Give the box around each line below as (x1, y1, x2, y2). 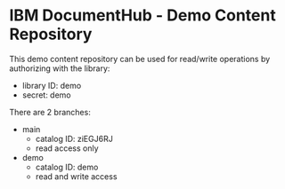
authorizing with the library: (9, 63, 110, 74)
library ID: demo (21, 80, 82, 91)
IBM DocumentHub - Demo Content (9, 5, 276, 26)
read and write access (35, 170, 118, 182)
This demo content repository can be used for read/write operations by (9, 53, 271, 64)
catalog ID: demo (35, 161, 99, 172)
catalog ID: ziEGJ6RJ (35, 133, 113, 144)
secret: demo (21, 90, 71, 100)
